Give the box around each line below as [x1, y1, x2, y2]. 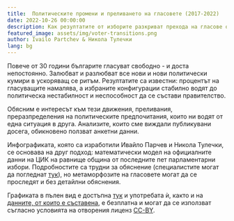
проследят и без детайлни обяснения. [7, 178, 121, 185]
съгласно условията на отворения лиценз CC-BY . [7, 206, 155, 214]
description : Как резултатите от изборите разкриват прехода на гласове [7, 23, 223, 30]
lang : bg [7, 43, 33, 49]
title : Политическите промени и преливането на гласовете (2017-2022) [7, 10, 219, 17]
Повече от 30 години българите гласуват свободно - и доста [7, 62, 189, 70]
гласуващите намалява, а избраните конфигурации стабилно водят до [7, 84, 217, 92]
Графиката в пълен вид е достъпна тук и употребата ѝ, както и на [7, 191, 203, 199]
